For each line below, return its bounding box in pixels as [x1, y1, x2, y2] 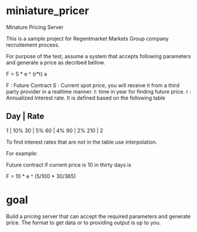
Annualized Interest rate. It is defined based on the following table [6, 94, 166, 101]
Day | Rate [6, 111, 45, 121]
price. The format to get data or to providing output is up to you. [6, 219, 161, 226]
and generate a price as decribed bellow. [6, 59, 105, 66]
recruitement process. [6, 41, 60, 48]
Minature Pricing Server [6, 24, 64, 31]
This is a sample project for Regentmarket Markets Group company [6, 35, 169, 42]
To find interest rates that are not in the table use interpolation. [6, 138, 158, 145]
